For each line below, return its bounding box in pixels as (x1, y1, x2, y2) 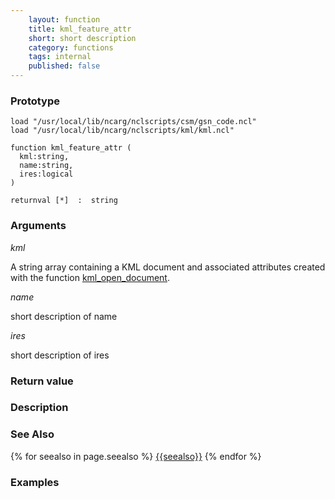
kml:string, (19, 152, 70, 162)
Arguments (10, 219, 67, 233)
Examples (10, 475, 60, 489)
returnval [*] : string (10, 196, 118, 206)
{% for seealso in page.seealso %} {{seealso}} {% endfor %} (10, 450, 262, 462)
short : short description (28, 33, 137, 43)
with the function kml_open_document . (10, 271, 170, 283)
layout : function (28, 14, 101, 25)
